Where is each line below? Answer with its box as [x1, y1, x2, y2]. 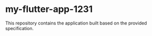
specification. [5, 25, 34, 31]
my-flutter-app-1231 [5, 3, 93, 15]
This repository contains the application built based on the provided [5, 20, 147, 26]
